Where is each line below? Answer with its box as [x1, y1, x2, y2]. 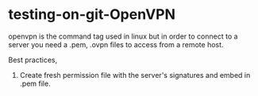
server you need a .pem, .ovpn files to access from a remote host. [8, 39, 224, 49]
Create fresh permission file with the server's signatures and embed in [19, 70, 251, 79]
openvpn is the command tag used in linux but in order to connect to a [8, 31, 238, 41]
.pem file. [19, 79, 51, 88]
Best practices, [8, 55, 58, 65]
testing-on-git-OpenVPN [8, 6, 176, 24]
